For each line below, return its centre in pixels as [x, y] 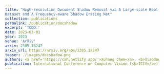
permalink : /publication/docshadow [41, 23]
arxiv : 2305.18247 [24, 46]
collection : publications [31, 18]
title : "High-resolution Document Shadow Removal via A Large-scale [76, 9]
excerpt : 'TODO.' [23, 28]
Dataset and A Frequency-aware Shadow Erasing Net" [59, 14]
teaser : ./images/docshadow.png [38, 55]
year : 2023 [16, 37]
